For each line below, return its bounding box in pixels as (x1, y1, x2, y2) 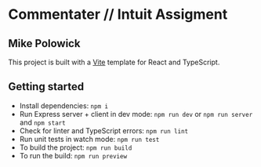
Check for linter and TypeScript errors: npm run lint (19, 125, 189, 135)
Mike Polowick (8, 37, 81, 50)
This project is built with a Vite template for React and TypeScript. (8, 57, 220, 67)
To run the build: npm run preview (19, 151, 128, 160)
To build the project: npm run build (19, 143, 132, 152)
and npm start (19, 118, 66, 127)
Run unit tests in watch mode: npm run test (19, 134, 160, 143)
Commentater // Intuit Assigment (8, 5, 228, 24)
